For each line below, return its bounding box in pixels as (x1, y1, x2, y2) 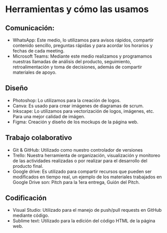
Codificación (5, 194, 47, 203)
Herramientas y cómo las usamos (5, 4, 149, 15)
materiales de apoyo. (12, 69, 57, 75)
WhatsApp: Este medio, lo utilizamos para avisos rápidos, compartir (12, 37, 154, 43)
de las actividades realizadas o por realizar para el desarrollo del (12, 158, 148, 164)
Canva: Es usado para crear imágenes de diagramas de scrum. (12, 103, 144, 109)
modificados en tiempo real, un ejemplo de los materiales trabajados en (12, 173, 162, 180)
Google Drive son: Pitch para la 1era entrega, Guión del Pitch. (12, 179, 140, 185)
